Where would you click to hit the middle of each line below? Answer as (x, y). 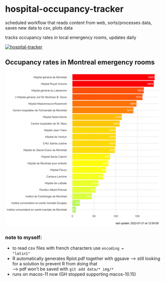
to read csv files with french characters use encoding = (68, 248)
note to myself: (24, 237)
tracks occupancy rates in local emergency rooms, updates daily (71, 37)
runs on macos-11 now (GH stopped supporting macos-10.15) (74, 274)
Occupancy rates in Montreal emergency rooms (80, 62)
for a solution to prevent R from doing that (55, 264)
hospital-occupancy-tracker (65, 9)
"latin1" (21, 254)
